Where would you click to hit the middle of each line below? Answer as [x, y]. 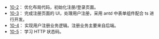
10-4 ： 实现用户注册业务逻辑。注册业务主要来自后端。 [64, 25]
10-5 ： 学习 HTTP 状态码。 [37, 31]
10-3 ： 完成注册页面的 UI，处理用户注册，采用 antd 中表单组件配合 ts [79, 13]
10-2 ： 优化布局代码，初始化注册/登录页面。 [54, 7]
